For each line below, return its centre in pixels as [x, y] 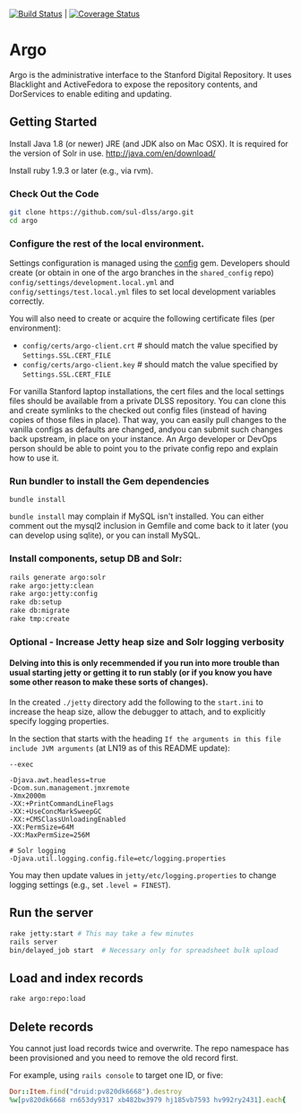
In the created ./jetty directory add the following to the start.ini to [137, 703]
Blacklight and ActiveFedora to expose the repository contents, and [133, 84]
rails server [34, 942]
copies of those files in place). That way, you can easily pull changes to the [148, 420]
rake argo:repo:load [48, 999]
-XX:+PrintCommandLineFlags [62, 804]
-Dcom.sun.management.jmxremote [69, 789]
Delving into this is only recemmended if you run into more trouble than [145, 663]
